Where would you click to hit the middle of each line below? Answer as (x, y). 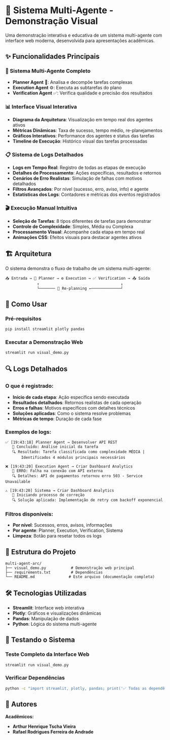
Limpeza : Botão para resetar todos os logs (57, 536)
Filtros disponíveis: (29, 514)
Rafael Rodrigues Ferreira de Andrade (53, 732)
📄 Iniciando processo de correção (48, 495)
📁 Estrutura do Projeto (40, 552)
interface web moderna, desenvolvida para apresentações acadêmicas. (80, 41)
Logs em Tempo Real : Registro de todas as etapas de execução (79, 167)
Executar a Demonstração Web (44, 342)
